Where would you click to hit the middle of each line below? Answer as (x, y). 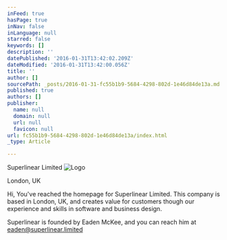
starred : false (29, 39)
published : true (30, 90)
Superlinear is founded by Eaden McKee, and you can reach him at (102, 222)
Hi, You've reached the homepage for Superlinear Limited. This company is (113, 194)
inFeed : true (26, 13)
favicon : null (33, 129)
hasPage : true (28, 20)
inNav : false (26, 26)
